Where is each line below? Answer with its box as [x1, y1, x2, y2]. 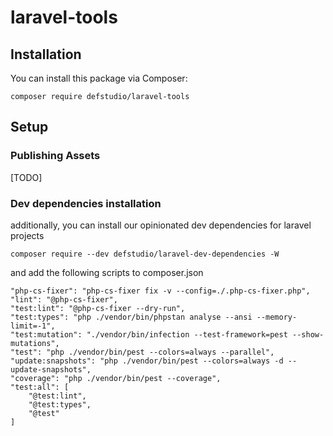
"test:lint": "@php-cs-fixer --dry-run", [10, 303, 186, 313]
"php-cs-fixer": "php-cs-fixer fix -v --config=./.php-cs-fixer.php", [10, 286, 311, 296]
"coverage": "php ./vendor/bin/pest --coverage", [10, 373, 222, 383]
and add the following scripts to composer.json [10, 266, 204, 278]
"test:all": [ [10, 382, 70, 392]
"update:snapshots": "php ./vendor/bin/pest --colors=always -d [10, 356, 284, 366]
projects [10, 229, 45, 241]
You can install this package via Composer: [10, 72, 188, 84]
